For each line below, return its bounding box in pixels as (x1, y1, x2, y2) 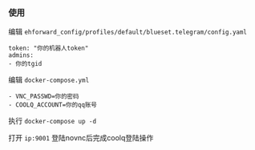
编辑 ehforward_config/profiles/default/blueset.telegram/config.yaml (8, 26, 247, 37)
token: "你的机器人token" (8, 44, 89, 53)
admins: (8, 51, 34, 59)
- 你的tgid (8, 60, 42, 68)
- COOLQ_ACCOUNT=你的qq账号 (8, 101, 98, 109)
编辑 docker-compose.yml (8, 75, 90, 85)
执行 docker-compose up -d (8, 116, 97, 126)
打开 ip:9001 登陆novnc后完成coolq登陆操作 (8, 133, 154, 143)
